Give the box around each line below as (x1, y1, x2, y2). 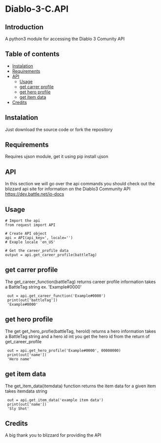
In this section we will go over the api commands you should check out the (5, 181, 155, 187)
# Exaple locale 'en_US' (5, 240, 56, 245)
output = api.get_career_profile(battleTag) (5, 253, 97, 258)
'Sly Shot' (7, 406, 29, 411)
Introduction (5, 23, 44, 31)
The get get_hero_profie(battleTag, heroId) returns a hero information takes (5, 328, 156, 334)
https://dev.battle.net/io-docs (5, 191, 64, 197)
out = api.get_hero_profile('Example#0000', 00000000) (7, 348, 121, 353)
